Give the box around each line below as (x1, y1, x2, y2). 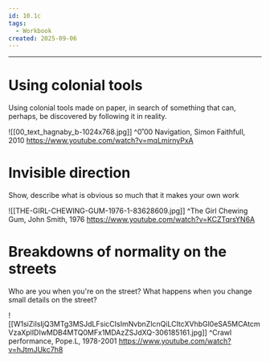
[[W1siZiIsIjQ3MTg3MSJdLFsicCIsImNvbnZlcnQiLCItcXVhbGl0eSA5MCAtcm (8, 319, 260, 329)
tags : (8, 19, 27, 27)
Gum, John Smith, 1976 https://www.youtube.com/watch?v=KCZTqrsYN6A (8, 215, 256, 224)
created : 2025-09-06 (8, 34, 78, 43)
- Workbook (15, 27, 52, 35)
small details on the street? (8, 295, 98, 305)
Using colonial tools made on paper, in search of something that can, (8, 103, 236, 113)
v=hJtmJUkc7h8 (8, 345, 63, 355)
